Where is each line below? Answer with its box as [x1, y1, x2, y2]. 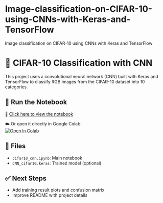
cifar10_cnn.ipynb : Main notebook [12, 155, 82, 161]
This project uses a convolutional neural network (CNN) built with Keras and [5, 73, 158, 79]
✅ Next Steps [5, 174, 47, 183]
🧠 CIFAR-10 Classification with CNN [5, 58, 153, 69]
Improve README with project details [12, 192, 88, 198]
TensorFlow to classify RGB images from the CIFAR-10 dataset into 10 [5, 79, 145, 84]
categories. [5, 84, 28, 90]
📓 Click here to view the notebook [5, 111, 73, 117]
